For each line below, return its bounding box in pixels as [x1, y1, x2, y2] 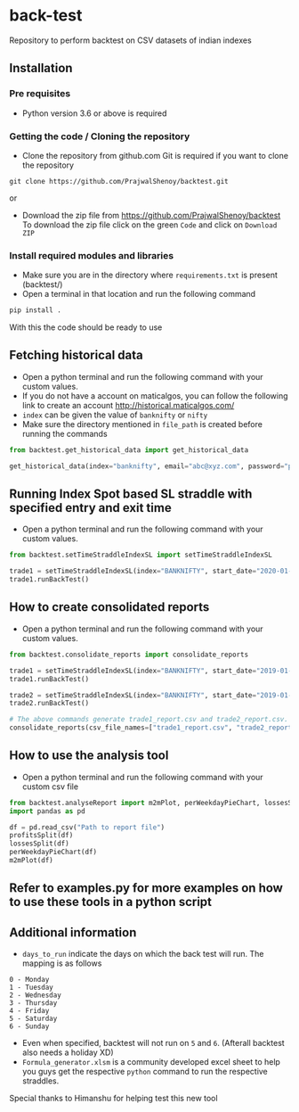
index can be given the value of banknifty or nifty [21, 409, 208, 420]
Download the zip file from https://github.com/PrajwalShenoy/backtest [21, 210, 281, 220]
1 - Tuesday [9, 983, 53, 993]
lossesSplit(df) [9, 839, 69, 848]
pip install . [9, 306, 62, 315]
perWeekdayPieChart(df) [9, 848, 98, 857]
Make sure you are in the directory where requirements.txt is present [21, 269, 279, 281]
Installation [9, 61, 73, 76]
